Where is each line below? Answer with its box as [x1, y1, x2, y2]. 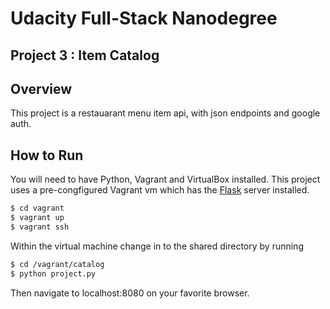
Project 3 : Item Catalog [10, 47, 160, 64]
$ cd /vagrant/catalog [10, 259, 105, 269]
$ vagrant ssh [10, 222, 70, 232]
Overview [10, 80, 73, 97]
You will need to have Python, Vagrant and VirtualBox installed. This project [10, 173, 321, 186]
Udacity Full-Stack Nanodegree [10, 7, 278, 30]
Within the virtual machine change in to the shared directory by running [10, 240, 304, 252]
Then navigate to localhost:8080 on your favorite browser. [10, 287, 250, 299]
